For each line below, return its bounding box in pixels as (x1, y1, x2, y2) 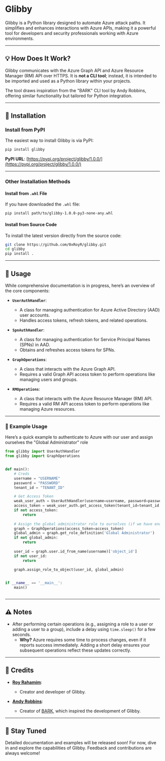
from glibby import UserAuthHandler (5, 449, 80, 454)
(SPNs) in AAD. (19, 342, 51, 347)
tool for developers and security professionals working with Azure (5, 30, 139, 36)
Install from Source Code (5, 221, 57, 227)
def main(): (5, 467, 29, 472)
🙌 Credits (5, 666, 34, 675)
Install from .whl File (5, 190, 48, 196)
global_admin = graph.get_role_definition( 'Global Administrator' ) (14, 531, 155, 536)
